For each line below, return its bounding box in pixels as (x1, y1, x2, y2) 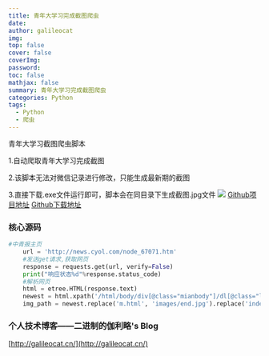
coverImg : (8, 57, 42, 65)
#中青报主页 (8, 241, 42, 249)
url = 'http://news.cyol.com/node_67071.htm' (22, 248, 178, 256)
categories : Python (8, 94, 74, 102)
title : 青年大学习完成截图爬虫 (8, 11, 99, 20)
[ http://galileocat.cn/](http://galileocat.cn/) (8, 339, 148, 349)
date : (8, 19, 26, 27)
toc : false (8, 71, 45, 79)
